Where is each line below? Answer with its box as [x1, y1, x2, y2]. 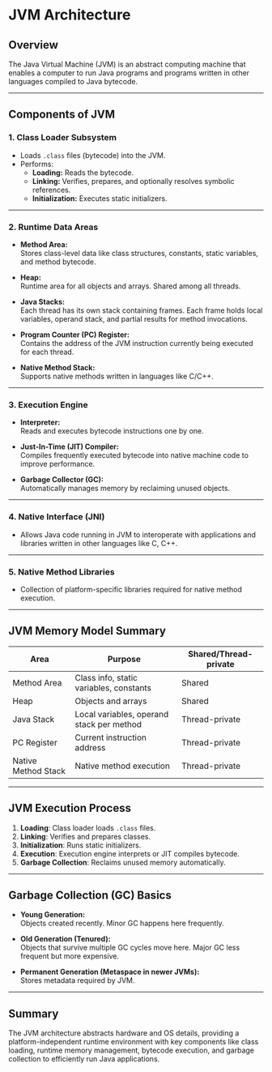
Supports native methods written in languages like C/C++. [19, 371, 215, 381]
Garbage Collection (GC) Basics [8, 888, 172, 902]
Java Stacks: [19, 297, 65, 306]
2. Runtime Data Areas [8, 221, 99, 233]
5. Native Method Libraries [8, 566, 115, 577]
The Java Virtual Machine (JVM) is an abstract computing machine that [8, 59, 246, 69]
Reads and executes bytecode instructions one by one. [19, 426, 204, 436]
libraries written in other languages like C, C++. [19, 538, 178, 548]
